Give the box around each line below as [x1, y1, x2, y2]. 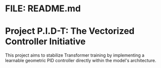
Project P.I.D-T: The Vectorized [5, 26, 135, 37]
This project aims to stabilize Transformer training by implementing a [5, 52, 145, 58]
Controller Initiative [5, 36, 86, 47]
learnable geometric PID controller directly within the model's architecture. [5, 58, 157, 64]
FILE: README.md [5, 3, 81, 14]
